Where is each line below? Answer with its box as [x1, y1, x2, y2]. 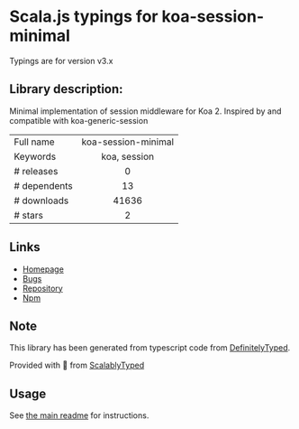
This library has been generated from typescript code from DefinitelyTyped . [9, 342, 291, 353]
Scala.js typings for [9, 6, 159, 27]
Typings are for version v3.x [9, 55, 113, 66]
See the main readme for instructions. [9, 410, 149, 421]
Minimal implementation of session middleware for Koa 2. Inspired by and [9, 106, 282, 117]
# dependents [14, 179, 74, 191]
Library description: [9, 81, 123, 97]
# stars [14, 209, 43, 221]
